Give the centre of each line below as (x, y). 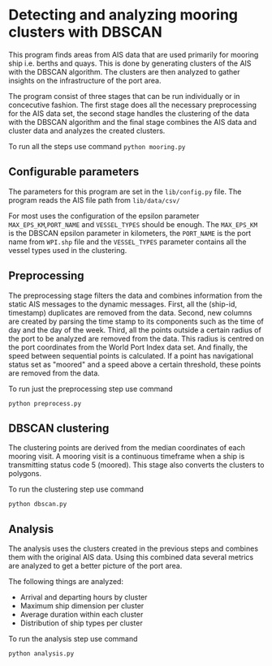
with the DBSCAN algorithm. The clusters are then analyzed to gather (125, 71)
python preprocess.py (45, 403)
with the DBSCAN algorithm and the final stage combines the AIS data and (133, 122)
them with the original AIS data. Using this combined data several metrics (131, 557)
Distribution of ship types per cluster (82, 623)
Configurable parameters (74, 172)
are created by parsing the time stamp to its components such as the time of (136, 321)
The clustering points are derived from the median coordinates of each (127, 448)
